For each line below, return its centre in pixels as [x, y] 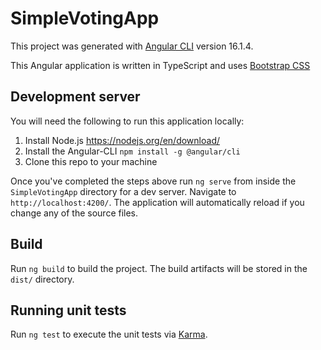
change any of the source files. [74, 213]
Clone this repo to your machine [91, 161]
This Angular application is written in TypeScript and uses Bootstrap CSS [160, 65]
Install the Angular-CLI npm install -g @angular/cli [132, 151]
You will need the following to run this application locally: [127, 121]
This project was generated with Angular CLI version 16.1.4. [132, 46]
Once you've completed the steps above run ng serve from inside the [153, 181]
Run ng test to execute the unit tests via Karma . [109, 334]
